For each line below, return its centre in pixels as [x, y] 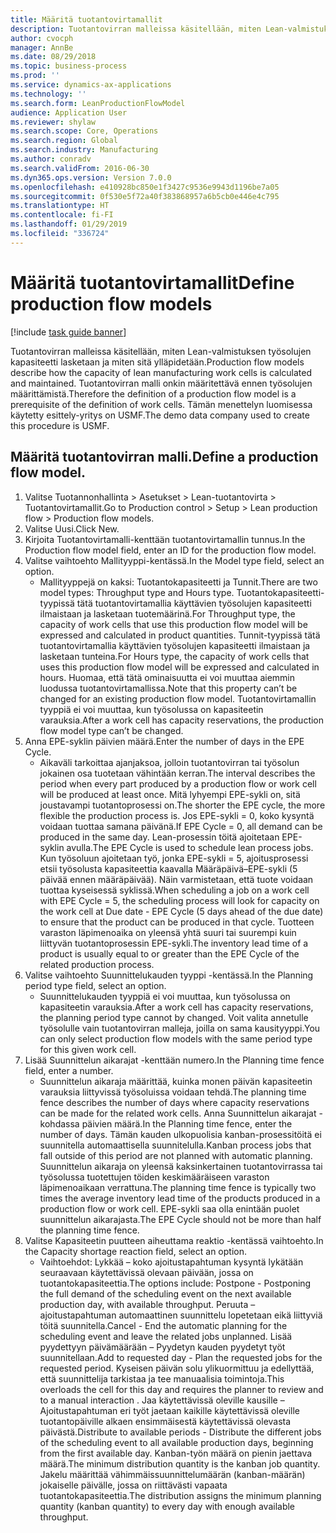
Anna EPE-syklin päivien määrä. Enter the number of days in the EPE [164, 741]
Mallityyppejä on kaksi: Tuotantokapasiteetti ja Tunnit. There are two [178, 582]
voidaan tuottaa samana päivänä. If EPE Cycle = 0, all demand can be [181, 826]
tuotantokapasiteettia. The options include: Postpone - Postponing [175, 1283]
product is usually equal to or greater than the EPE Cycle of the [169, 953]
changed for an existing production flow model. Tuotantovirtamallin [178, 698]
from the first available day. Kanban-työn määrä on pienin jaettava [176, 1453]
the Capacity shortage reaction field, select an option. [135, 1251]
